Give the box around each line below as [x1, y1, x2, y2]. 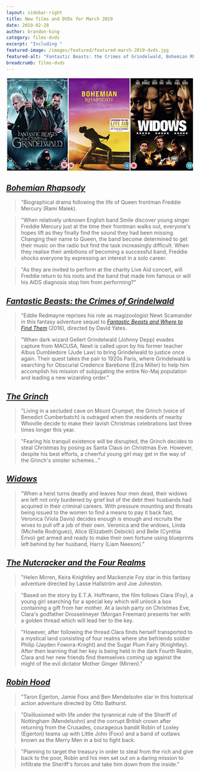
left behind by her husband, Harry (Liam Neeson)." [20, 540, 145, 548]
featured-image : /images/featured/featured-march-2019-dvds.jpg [6, 48, 169, 54]
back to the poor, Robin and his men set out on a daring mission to [20, 754, 184, 761]
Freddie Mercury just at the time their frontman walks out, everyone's [20, 223, 191, 230]
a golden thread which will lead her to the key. [20, 617, 134, 624]
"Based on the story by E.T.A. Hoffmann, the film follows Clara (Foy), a [20, 591, 193, 598]
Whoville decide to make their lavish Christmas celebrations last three [20, 420, 192, 427]
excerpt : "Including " [6, 41, 62, 47]
